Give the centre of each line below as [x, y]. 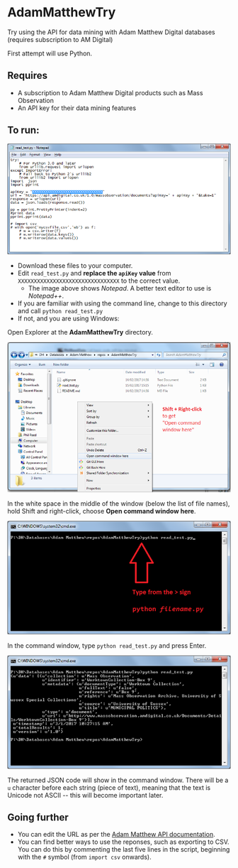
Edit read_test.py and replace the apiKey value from [94, 273]
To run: [23, 130]
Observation [36, 100]
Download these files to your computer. [75, 266]
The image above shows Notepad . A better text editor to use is [120, 288]
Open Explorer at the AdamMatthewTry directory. [80, 332]
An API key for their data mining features [77, 108]
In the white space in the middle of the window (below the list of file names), [119, 504]
